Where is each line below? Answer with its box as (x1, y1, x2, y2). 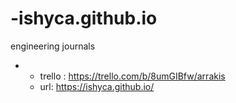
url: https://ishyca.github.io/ (39, 80, 155, 92)
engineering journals (10, 40, 96, 52)
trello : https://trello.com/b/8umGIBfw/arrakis (39, 70, 226, 82)
